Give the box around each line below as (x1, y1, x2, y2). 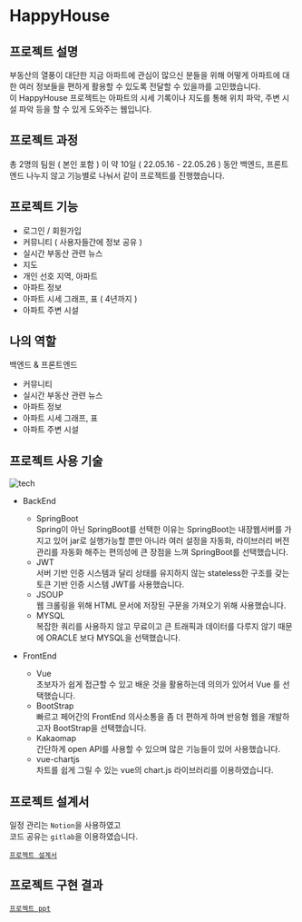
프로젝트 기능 (9, 199, 79, 214)
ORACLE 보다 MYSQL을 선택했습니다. (45, 632, 181, 643)
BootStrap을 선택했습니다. (53, 723, 147, 734)
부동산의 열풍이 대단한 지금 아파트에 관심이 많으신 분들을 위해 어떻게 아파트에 (9, 70, 281, 80)
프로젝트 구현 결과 (9, 877, 103, 893)
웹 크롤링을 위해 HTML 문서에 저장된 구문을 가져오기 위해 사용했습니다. (35, 600, 287, 611)
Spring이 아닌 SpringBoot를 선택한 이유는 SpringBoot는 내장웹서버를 (35, 524, 283, 535)
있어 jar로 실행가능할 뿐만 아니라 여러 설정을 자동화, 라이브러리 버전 (53, 535, 290, 546)
